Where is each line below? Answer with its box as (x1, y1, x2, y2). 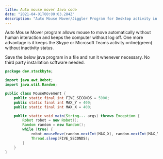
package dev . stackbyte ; (5, 69, 53, 74)
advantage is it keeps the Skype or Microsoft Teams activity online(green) (5, 40, 153, 46)
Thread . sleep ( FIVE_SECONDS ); (31, 136, 90, 141)
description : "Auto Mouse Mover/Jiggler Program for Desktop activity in (5, 16, 158, 21)
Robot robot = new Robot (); (22, 118, 79, 123)
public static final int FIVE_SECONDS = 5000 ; (14, 95, 110, 100)
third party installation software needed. (5, 59, 85, 66)
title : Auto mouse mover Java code (5, 7, 77, 12)
